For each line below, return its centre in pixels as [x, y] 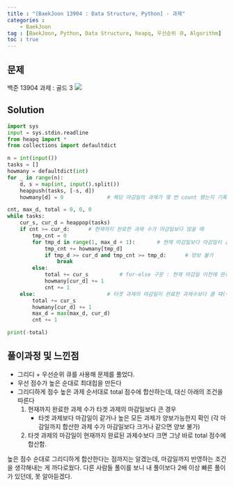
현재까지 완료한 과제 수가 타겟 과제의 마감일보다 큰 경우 [102, 409]
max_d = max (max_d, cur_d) [71, 314]
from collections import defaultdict [62, 146]
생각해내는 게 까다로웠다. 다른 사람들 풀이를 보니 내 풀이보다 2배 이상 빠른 [114, 467]
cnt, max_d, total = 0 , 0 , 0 [49, 210]
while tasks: [26, 216]
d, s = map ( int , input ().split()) [70, 184]
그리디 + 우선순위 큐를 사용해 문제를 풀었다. [76, 374]
